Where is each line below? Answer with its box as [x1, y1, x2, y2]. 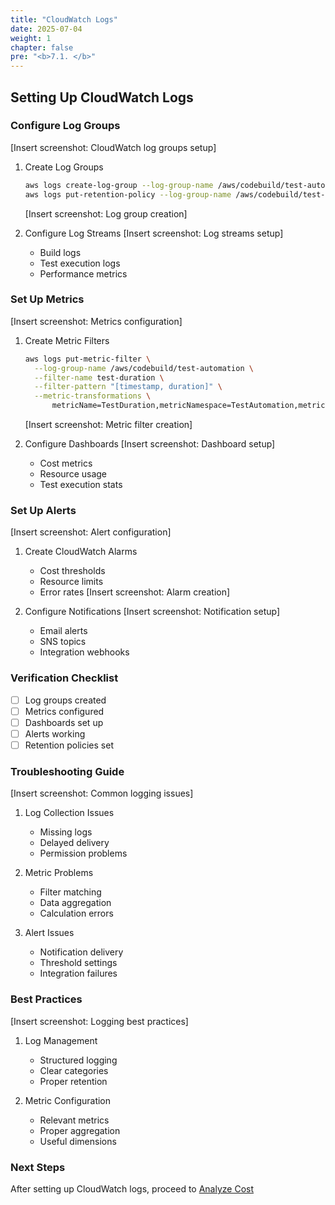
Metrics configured [24, 705, 105, 717]
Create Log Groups [24, 161, 104, 173]
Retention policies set [24, 739, 114, 751]
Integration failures [39, 967, 118, 980]
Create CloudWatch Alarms [24, 546, 138, 558]
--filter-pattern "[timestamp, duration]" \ [34, 382, 223, 392]
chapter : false [10, 42, 74, 53]
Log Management [24, 1034, 98, 1046]
